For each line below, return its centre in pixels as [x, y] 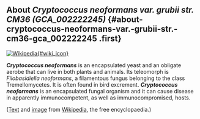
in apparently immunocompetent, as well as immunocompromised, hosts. [98, 98]
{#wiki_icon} [53, 53]
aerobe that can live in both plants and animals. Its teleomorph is [88, 71]
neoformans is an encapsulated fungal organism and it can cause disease [100, 91]
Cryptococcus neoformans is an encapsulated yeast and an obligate [94, 65]
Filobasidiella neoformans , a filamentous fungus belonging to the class [96, 78]
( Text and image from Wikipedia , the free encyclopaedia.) [79, 109]
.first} [110, 39]
